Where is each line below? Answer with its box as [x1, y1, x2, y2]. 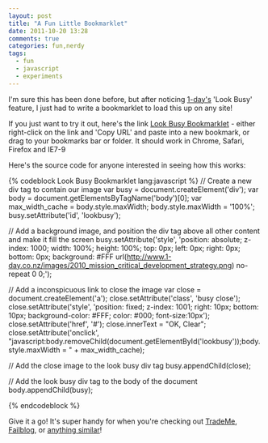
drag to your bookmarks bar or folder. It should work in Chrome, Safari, [8, 135, 245, 146]
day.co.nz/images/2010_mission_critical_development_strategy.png [8, 260, 232, 270]
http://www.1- [126, 252, 172, 262]
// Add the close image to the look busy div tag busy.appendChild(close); [8, 360, 252, 370]
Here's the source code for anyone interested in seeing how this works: [8, 160, 246, 170]
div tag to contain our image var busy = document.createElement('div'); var [8, 184, 259, 194]
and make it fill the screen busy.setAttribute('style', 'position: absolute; [8, 234, 242, 244]
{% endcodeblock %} [8, 400, 81, 410]
